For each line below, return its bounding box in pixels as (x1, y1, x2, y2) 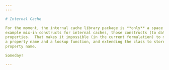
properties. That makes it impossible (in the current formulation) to (5, 34, 161, 40)
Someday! (5, 53, 24, 58)
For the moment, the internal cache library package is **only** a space (5, 25, 163, 30)
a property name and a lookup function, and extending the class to (5, 39, 152, 44)
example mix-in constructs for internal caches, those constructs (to (5, 30, 156, 35)
